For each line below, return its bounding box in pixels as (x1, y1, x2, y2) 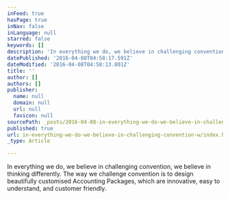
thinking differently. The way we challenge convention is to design (7, 169, 194, 178)
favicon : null (13, 112, 53, 119)
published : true (7, 125, 53, 132)
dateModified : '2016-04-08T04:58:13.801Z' (7, 61, 130, 68)
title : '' (7, 67, 36, 74)
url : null (13, 106, 41, 113)
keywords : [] (7, 42, 44, 49)
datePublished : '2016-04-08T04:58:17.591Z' (7, 55, 133, 62)
